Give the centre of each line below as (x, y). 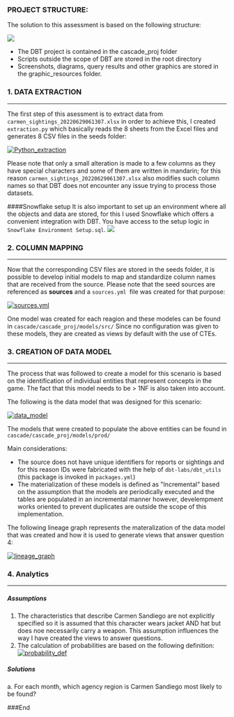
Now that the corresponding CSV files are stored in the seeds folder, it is (111, 269)
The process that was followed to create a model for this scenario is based (114, 374)
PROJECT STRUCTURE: (48, 10)
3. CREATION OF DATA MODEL (60, 352)
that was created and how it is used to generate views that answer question (116, 535)
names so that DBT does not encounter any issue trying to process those (112, 185)
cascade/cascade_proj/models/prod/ (59, 436)
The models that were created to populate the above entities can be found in (117, 429)
